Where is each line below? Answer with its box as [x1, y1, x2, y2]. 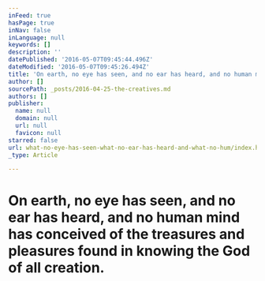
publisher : [8, 99, 44, 107]
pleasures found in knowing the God [8, 242, 251, 260]
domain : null [15, 114, 58, 122]
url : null [15, 122, 47, 129]
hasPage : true [8, 19, 55, 27]
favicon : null [15, 129, 62, 137]
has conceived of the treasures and [8, 226, 245, 243]
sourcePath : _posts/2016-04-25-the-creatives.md [8, 84, 171, 93]
